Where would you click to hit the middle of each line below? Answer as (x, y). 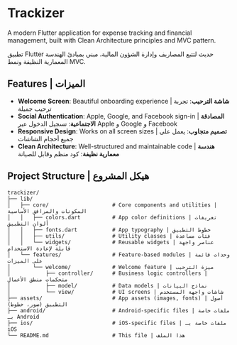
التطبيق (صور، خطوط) (38, 304)
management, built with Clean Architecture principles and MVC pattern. (112, 40)
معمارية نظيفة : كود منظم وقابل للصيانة (68, 153)
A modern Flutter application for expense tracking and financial (100, 33)
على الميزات (25, 261)
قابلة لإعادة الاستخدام (39, 248)
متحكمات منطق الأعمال (38, 279)
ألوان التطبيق (28, 224)
